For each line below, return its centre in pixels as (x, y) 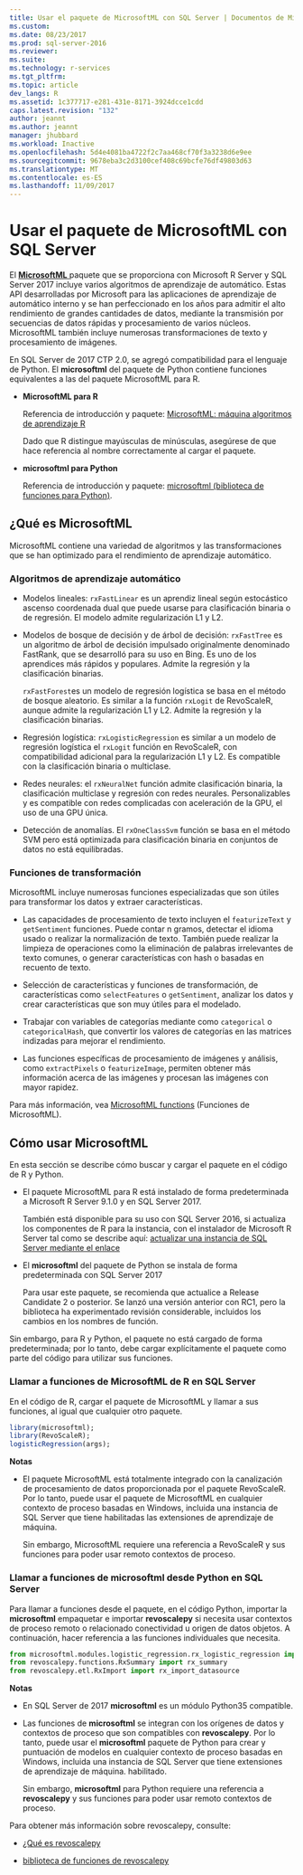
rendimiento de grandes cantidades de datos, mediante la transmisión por (147, 314)
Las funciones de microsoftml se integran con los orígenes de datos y (153, 1723)
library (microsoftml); (52, 1427)
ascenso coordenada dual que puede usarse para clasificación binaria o (156, 608)
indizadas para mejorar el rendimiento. (94, 1041)
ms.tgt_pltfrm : (38, 77)
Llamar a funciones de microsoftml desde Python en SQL (136, 1577)
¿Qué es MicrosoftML (71, 524)
